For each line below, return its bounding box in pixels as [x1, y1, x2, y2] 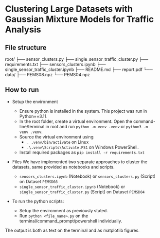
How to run [5, 86, 39, 94]
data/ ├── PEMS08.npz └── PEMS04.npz [5, 72, 90, 77]
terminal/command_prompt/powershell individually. [19, 218, 123, 224]
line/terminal [19, 123, 45, 129]
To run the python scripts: [12, 198, 64, 204]
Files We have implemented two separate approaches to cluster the [12, 159, 147, 165]
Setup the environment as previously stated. [19, 207, 108, 213]
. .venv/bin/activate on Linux [26, 139, 89, 145]
